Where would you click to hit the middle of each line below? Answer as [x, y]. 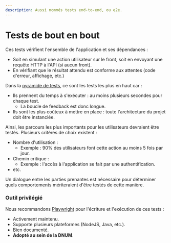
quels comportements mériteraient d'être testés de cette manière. [75, 185]
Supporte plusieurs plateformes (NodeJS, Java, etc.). [69, 224]
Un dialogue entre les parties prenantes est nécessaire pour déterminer [81, 179]
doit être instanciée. [34, 117]
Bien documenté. [31, 230]
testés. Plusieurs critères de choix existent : [51, 132]
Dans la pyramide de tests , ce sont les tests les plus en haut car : [74, 85]
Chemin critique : [31, 158]
